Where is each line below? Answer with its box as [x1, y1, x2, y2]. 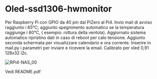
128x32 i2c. [5, 50, 28, 56]
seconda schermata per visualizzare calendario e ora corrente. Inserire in [5, 39, 151, 45]
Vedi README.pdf [5, 68, 41, 74]
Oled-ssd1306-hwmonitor [5, 3, 112, 14]
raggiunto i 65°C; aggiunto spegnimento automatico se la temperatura [5, 24, 144, 30]
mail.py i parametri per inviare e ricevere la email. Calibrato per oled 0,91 [5, 45, 149, 51]
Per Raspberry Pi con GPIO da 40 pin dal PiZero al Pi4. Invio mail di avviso [5, 19, 152, 25]
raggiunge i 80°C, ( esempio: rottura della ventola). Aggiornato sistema [5, 29, 146, 35]
